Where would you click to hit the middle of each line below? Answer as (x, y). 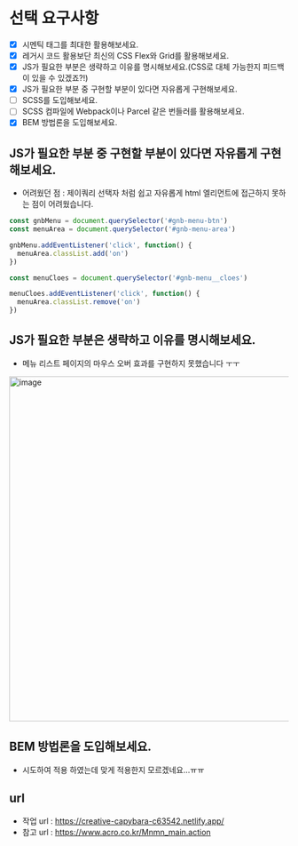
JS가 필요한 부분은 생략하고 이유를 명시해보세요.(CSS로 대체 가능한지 (141, 67)
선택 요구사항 (54, 18)
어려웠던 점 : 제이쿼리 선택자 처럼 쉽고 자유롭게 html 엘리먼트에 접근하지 (146, 193)
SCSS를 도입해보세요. (60, 100)
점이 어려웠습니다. (63, 204)
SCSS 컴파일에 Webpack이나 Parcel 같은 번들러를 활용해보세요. (133, 111)
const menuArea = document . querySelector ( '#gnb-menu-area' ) (123, 229)
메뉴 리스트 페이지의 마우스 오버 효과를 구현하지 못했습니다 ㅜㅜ (131, 363)
